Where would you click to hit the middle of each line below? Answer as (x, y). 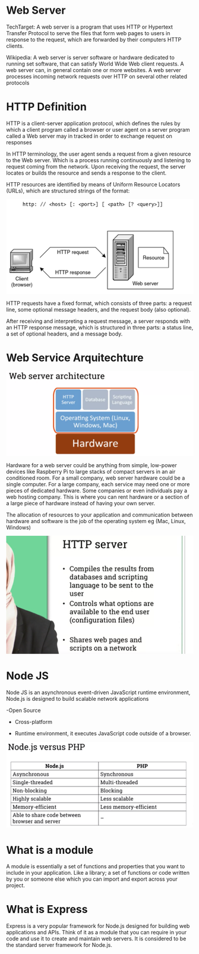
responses (19, 142)
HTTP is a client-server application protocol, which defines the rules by (93, 123)
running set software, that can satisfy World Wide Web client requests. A (95, 64)
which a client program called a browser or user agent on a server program (98, 129)
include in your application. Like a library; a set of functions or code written (98, 873)
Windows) (19, 527)
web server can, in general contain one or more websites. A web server (94, 70)
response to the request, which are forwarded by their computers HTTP (94, 39)
